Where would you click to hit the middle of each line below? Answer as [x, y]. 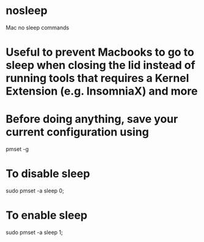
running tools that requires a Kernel [97, 79]
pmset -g [17, 149]
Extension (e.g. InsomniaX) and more [102, 91]
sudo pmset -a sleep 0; [35, 191]
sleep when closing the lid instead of [101, 65]
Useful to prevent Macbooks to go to [100, 52]
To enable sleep [47, 215]
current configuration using [77, 132]
